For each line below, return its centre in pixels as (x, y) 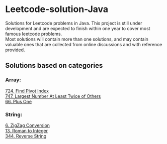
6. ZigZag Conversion (28, 125)
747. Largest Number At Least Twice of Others (53, 96)
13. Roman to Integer (26, 130)
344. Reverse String (26, 136)
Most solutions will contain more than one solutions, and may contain (77, 39)
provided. (15, 50)
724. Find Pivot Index (27, 91)
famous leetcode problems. (34, 34)
